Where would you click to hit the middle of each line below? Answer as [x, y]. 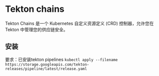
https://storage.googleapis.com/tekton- [47, 64]
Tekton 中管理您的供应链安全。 [37, 29]
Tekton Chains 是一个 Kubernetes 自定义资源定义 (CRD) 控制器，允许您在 [79, 23]
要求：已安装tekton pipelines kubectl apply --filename [61, 59]
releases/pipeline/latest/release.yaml [46, 69]
